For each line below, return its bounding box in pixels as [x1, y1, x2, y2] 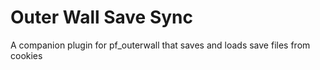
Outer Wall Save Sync [10, 6, 194, 29]
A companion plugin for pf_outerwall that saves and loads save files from [10, 39, 311, 51]
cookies [10, 49, 43, 61]
